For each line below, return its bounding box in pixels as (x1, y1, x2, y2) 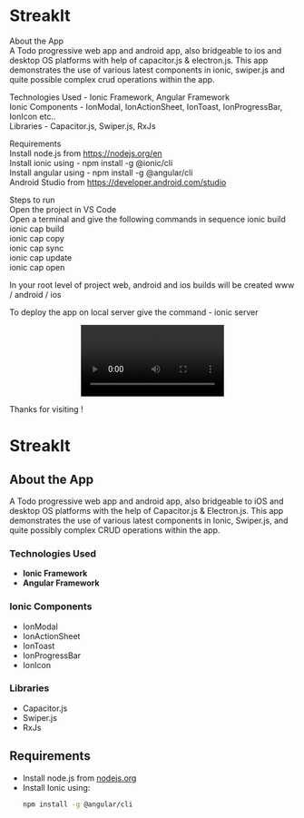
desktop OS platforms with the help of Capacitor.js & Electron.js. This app (9, 505, 284, 516)
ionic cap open (9, 261, 65, 272)
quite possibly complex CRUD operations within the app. (9, 524, 221, 536)
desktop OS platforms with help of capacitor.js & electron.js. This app (9, 54, 269, 65)
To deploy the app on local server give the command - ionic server (9, 306, 259, 318)
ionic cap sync (9, 242, 64, 253)
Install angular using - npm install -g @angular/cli (9, 167, 193, 178)
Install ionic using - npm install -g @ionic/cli (9, 157, 173, 168)
